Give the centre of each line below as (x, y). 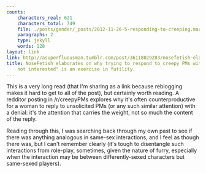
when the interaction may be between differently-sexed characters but (96, 157)
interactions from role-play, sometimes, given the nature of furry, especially (102, 150)
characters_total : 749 (46, 23)
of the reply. (21, 119)
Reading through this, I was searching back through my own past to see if (99, 131)
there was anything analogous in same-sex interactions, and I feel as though (103, 137)
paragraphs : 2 (35, 35)
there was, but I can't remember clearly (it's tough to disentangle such (95, 144)
